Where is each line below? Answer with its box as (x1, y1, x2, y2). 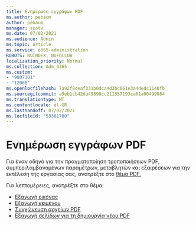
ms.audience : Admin (6, 36, 54, 42)
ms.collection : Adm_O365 (6, 63, 67, 70)
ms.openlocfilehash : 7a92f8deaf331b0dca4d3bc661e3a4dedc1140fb (6, 86, 165, 92)
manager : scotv (6, 25, 44, 31)
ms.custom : (6, 69, 33, 75)
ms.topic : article (6, 42, 51, 48)
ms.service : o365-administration (6, 47, 89, 53)
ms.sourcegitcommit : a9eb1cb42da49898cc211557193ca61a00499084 (6, 91, 165, 97)
